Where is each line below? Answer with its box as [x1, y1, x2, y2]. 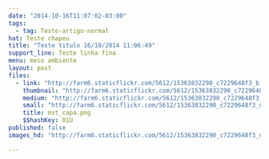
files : [8, 71, 30, 79]
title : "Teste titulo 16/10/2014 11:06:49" [8, 42, 156, 50]
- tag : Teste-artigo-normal [15, 26, 110, 35]
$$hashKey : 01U [22, 116, 74, 124]
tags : [8, 19, 26, 27]
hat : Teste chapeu [8, 34, 70, 43]
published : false [8, 124, 66, 132]
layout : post [8, 64, 52, 72]
